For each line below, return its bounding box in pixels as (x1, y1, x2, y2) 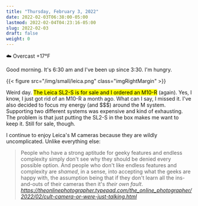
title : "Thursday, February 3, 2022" (6, 8, 99, 15)
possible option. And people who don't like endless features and (20, 162, 177, 168)
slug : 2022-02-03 (6, 25, 49, 31)
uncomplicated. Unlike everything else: (6, 138, 101, 145)
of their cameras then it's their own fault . (44, 181, 143, 187)
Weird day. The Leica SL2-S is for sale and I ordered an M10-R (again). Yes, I (6, 89, 192, 96)
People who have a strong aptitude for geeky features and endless (20, 149, 183, 156)
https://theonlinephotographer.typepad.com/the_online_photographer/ (20, 187, 192, 194)
